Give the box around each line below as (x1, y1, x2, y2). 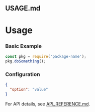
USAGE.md (5, 4, 41, 13)
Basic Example (5, 43, 42, 50)
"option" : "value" (10, 87, 49, 92)
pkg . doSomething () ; (5, 58, 46, 64)
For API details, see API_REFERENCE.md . (5, 101, 90, 107)
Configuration (5, 70, 40, 78)
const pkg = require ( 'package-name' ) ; (5, 54, 86, 59)
